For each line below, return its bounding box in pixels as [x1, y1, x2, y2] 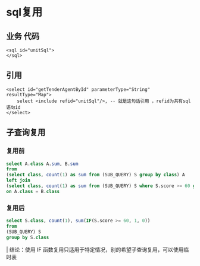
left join [6, 178, 31, 184]
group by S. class [6, 234, 49, 240]
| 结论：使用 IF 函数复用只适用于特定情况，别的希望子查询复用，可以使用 [6, 246, 184, 253]
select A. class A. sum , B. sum [6, 161, 79, 167]
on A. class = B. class [6, 188, 60, 194]
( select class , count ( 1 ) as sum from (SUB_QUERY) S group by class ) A [6, 172, 185, 178]
